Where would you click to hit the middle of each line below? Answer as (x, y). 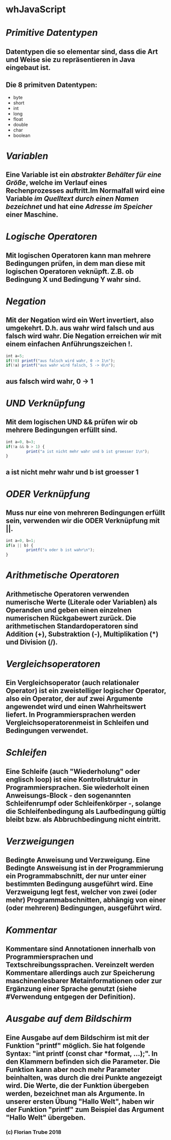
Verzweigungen (40, 841)
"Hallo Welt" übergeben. (46, 1117)
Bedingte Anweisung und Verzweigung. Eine (78, 860)
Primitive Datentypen (52, 33)
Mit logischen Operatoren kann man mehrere (78, 255)
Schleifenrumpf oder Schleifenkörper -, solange (83, 803)
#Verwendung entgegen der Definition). (70, 997)
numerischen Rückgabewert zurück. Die (71, 618)
